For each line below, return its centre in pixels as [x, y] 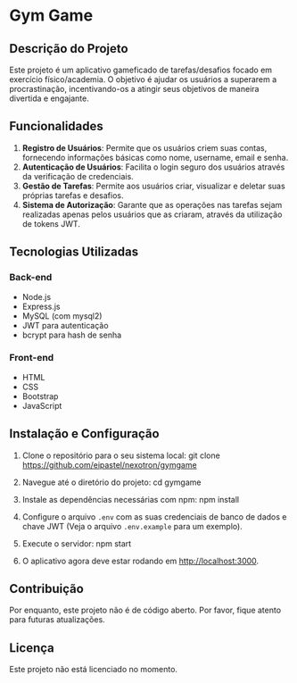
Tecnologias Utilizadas [74, 252]
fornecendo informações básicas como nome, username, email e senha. [155, 157]
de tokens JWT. [51, 223]
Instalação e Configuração [84, 434]
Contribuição [47, 589]
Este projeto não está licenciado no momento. [94, 670]
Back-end [31, 278]
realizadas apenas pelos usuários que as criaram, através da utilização [152, 214]
